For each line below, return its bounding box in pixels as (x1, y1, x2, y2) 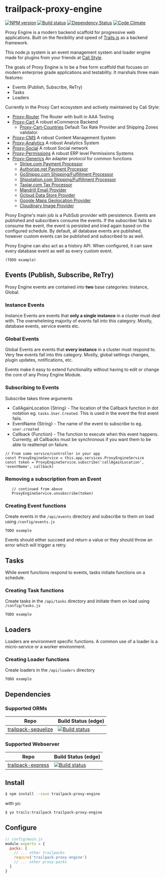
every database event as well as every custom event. (5, 248, 113, 254)
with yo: (5, 801, 21, 807)
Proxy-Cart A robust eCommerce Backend (12, 119, 99, 125)
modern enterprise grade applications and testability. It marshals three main (5, 69, 159, 75)
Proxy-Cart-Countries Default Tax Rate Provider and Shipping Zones (19, 124, 159, 130)
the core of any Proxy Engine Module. (5, 372, 82, 378)
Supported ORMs (5, 705, 48, 711)
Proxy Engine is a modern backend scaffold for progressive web (5, 29, 135, 35)
